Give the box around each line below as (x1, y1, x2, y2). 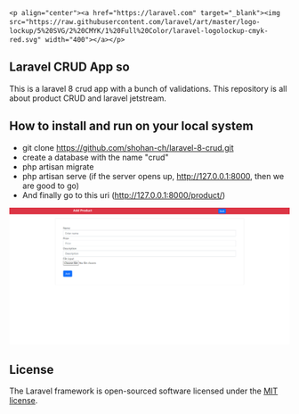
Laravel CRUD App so (9, 60, 131, 75)
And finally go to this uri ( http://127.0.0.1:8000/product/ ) (21, 189, 226, 200)
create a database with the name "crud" (21, 152, 169, 162)
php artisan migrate (21, 161, 94, 172)
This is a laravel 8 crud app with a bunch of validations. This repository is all (9, 83, 287, 94)
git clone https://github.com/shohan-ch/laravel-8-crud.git (21, 142, 234, 153)
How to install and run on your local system (9, 119, 254, 134)
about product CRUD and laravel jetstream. (9, 93, 167, 103)
